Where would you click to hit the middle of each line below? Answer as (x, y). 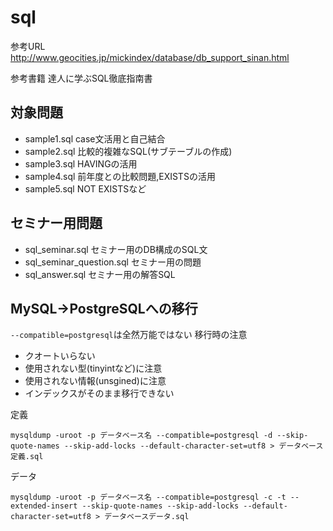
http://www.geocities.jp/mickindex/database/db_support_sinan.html (150, 57)
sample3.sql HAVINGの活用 (81, 163)
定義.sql (27, 457)
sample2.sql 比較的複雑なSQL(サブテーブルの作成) (128, 151)
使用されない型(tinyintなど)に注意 (93, 368)
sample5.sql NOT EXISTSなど (85, 188)
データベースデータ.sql (147, 517)
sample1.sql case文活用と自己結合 (95, 138)
